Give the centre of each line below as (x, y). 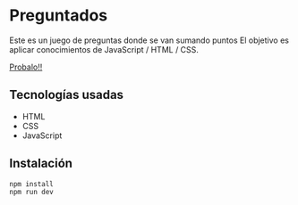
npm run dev (31, 193)
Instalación (41, 164)
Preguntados (59, 16)
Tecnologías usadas (66, 95)
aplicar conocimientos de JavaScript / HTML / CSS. (104, 49)
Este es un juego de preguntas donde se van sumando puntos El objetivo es (149, 40)
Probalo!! (26, 67)
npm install (31, 184)
